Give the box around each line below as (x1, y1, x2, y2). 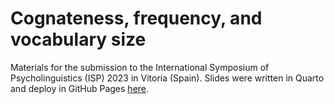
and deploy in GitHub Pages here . (10, 82, 150, 94)
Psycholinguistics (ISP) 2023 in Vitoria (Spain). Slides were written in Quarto (10, 72, 325, 84)
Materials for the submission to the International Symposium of (10, 61, 270, 73)
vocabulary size (10, 28, 147, 51)
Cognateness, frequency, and (10, 7, 263, 30)
